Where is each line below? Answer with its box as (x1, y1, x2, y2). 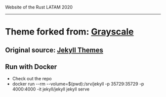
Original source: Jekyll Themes (5, 46, 104, 54)
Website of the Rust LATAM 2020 (5, 4, 73, 10)
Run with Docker (5, 62, 57, 71)
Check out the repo (12, 76, 52, 82)
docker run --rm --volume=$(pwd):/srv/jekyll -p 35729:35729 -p (12, 81, 144, 87)
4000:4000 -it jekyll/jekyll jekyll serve (12, 86, 90, 92)
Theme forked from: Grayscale (5, 26, 134, 38)
